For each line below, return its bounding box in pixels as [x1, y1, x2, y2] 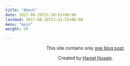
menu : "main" [5, 21, 33, 27]
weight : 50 [5, 27, 29, 32]
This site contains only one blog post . [46, 45, 125, 51]
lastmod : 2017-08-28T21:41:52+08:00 [5, 17, 83, 22]
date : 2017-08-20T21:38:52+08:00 [5, 12, 76, 17]
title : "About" [5, 7, 38, 13]
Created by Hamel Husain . [58, 55, 114, 61]
